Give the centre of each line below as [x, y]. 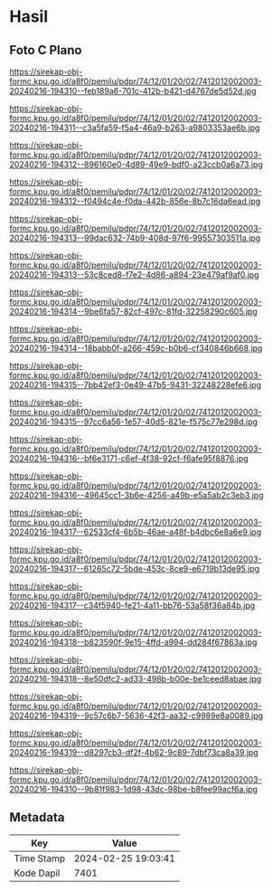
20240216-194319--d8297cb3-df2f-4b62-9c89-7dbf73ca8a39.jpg [134, 752]
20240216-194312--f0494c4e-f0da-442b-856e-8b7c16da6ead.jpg [135, 201]
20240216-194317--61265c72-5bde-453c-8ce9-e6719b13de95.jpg [135, 569]
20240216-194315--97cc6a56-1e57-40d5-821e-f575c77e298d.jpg [133, 422]
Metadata [37, 817]
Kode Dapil [37, 873]
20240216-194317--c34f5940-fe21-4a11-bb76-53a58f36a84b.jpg [132, 605]
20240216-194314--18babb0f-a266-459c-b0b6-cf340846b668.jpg [136, 348]
